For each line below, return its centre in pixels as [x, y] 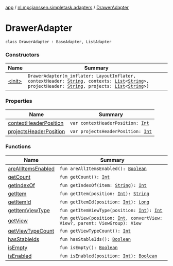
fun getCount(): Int [85, 177]
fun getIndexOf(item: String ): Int [103, 185]
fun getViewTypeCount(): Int [95, 231]
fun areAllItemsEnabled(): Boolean [103, 168]
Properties [19, 101]
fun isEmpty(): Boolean [89, 248]
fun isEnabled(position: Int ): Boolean [108, 256]
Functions [18, 147]
